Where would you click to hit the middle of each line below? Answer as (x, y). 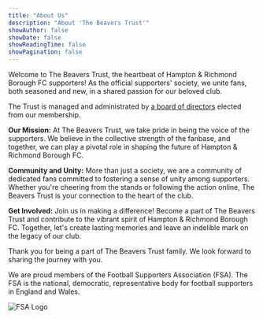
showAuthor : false (38, 30)
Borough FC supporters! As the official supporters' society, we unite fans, (128, 83)
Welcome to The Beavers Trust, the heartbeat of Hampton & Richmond (123, 74)
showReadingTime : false (47, 45)
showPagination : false (45, 52)
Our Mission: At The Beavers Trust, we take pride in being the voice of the (129, 130)
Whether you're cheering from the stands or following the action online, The (131, 187)
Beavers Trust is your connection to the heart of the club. (101, 195)
